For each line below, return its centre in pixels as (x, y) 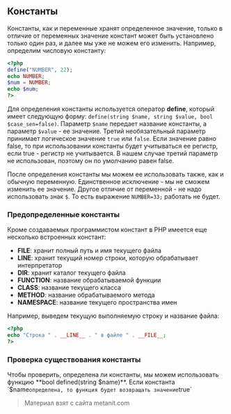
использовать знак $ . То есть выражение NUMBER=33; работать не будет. (114, 197)
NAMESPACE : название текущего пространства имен (97, 302)
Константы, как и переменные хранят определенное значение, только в (115, 28)
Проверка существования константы (74, 360)
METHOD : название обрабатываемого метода (86, 295)
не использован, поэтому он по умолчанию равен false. (91, 161)
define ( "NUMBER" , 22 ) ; (40, 70)
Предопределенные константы (64, 214)
